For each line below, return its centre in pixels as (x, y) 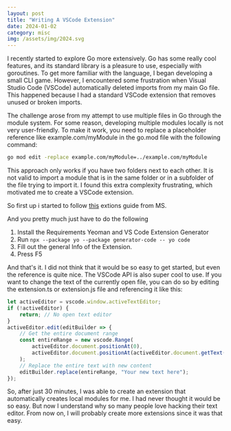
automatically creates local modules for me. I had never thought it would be (114, 399)
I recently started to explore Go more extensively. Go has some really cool (112, 58)
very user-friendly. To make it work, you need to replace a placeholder (107, 130)
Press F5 (30, 254)
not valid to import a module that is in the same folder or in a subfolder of (111, 178)
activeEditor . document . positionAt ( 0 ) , (87, 347)
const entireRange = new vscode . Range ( (77, 340)
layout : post (26, 13)
